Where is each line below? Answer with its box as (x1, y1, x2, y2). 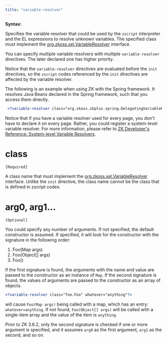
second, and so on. (5, 332, 45, 338)
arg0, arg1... (5, 201, 56, 213)
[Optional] (5, 218, 28, 223)
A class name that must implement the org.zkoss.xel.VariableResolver (5, 173, 148, 179)
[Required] (5, 165, 28, 170)
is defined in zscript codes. (5, 184, 61, 190)
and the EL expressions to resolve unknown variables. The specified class (5, 36, 157, 42)
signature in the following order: (5, 237, 71, 243)
